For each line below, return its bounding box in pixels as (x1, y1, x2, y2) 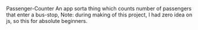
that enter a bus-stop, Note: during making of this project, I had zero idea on (6, 11, 193, 18)
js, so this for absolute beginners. (6, 18, 88, 24)
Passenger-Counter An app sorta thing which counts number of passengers (6, 5, 191, 12)
